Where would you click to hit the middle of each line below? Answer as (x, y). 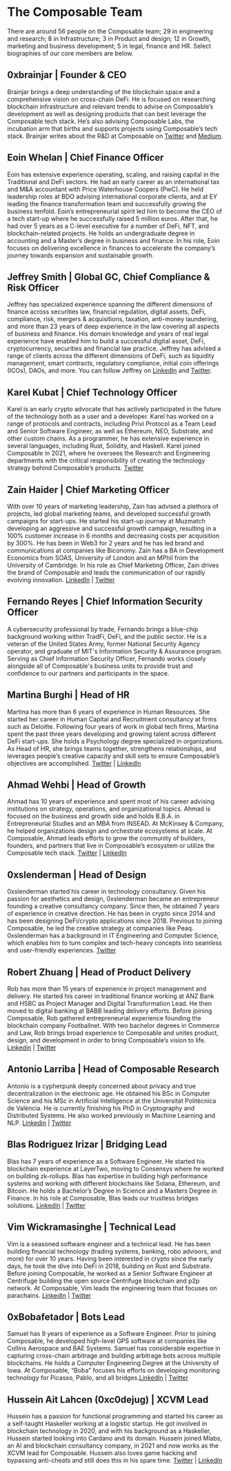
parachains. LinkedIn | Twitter (49, 1295)
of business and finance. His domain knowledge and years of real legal (108, 334)
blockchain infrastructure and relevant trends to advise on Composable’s (110, 106)
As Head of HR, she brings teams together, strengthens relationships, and (112, 748)
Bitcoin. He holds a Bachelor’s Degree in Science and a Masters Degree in (112, 1191)
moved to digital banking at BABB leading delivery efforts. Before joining (110, 1011)
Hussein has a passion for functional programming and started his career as (115, 1416)
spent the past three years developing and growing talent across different (112, 734)
